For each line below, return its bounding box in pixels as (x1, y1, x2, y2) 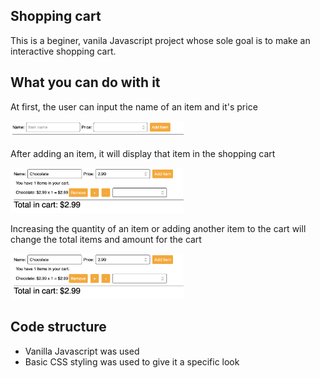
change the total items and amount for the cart (10, 234, 202, 246)
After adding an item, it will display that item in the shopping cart (10, 147, 276, 159)
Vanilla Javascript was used (24, 345, 140, 357)
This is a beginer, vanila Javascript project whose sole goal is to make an (10, 34, 311, 46)
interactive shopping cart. (10, 45, 117, 57)
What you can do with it (10, 74, 161, 91)
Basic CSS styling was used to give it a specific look (24, 355, 240, 368)
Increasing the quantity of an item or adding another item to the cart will (10, 223, 307, 235)
